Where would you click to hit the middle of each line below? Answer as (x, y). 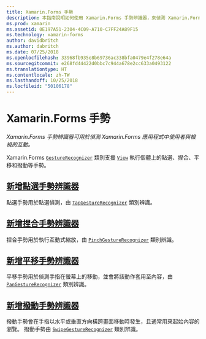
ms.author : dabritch (33, 47)
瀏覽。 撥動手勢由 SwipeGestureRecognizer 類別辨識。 (74, 329)
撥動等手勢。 (33, 165)
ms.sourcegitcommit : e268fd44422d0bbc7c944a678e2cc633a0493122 (89, 63)
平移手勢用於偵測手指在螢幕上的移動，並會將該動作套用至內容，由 (90, 276)
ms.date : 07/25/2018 (33, 52)
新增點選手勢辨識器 (43, 186)
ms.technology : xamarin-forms (45, 35)
